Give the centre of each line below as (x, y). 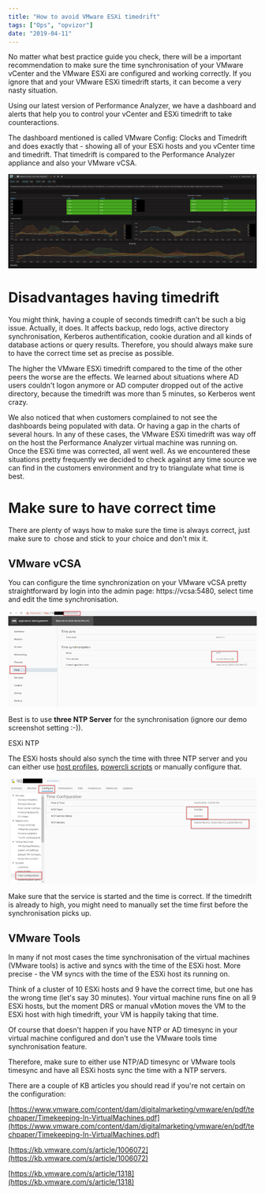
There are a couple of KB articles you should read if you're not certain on (127, 1086)
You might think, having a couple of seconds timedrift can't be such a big (127, 319)
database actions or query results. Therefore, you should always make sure (131, 345)
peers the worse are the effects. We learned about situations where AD (123, 377)
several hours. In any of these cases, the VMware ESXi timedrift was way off (132, 434)
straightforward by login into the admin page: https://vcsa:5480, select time (131, 591)
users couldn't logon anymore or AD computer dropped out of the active (126, 385)
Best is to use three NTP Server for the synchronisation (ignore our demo (127, 720)
